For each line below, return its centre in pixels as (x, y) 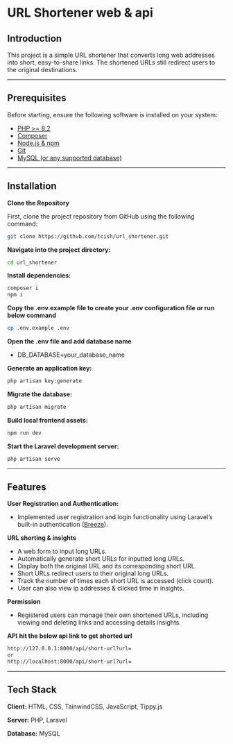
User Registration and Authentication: (63, 504)
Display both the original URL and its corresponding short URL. (107, 566)
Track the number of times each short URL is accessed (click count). (115, 581)
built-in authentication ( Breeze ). (63, 525)
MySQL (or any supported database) (70, 158)
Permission (24, 602)
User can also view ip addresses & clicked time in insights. (101, 589)
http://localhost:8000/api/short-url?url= (69, 662)
